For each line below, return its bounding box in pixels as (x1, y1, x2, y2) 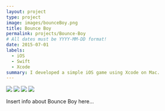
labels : (6, 47, 25, 53)
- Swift (11, 58, 31, 64)
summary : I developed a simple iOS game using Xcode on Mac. (6, 69, 160, 75)
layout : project (6, 8, 46, 15)
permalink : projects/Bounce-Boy (6, 31, 86, 37)
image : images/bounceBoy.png (6, 20, 78, 26)
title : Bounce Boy (6, 25, 51, 31)
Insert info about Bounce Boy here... (6, 98, 95, 105)
